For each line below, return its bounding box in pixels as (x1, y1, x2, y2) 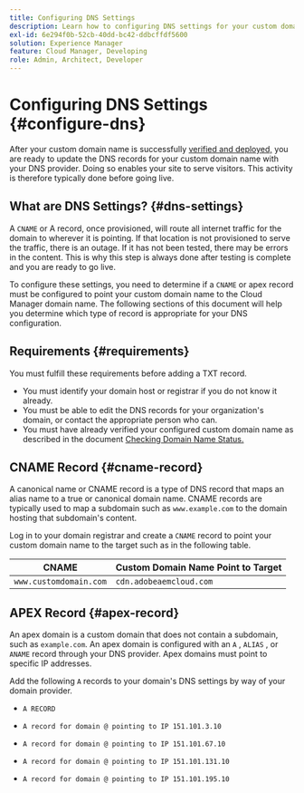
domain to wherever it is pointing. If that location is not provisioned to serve (9, 232, 291, 243)
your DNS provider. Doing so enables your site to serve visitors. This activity (9, 162, 293, 173)
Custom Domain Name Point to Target (115, 561, 282, 574)
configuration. (9, 317, 62, 328)
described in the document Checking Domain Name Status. (22, 433, 244, 444)
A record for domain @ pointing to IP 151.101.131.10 (22, 758, 230, 767)
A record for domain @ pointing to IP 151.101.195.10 (22, 775, 230, 784)
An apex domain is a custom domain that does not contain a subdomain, (9, 629, 279, 640)
